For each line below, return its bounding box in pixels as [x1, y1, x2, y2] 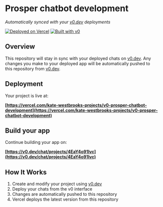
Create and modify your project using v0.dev [12, 181, 102, 187]
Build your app [5, 126, 50, 135]
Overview [5, 42, 36, 51]
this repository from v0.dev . [5, 66, 61, 71]
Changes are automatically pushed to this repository [12, 191, 117, 197]
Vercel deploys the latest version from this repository [12, 196, 119, 202]
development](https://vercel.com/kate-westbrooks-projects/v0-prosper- [5, 107, 158, 113]
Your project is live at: [5, 93, 49, 99]
